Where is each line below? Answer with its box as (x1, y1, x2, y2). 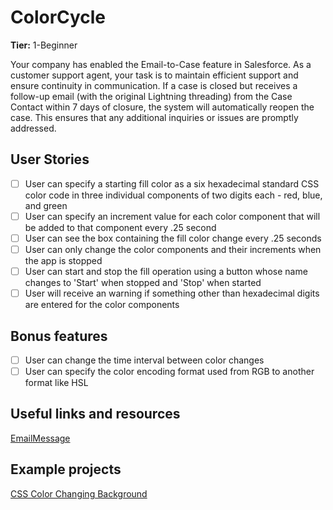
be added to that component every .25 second (24, 221, 217, 233)
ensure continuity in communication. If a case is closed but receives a (10, 79, 298, 91)
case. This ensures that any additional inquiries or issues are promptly (10, 111, 299, 123)
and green (24, 199, 68, 211)
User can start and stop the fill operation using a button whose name (24, 266, 308, 277)
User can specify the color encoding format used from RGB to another (24, 366, 315, 377)
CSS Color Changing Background (10, 487, 148, 500)
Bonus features (10, 327, 108, 345)
